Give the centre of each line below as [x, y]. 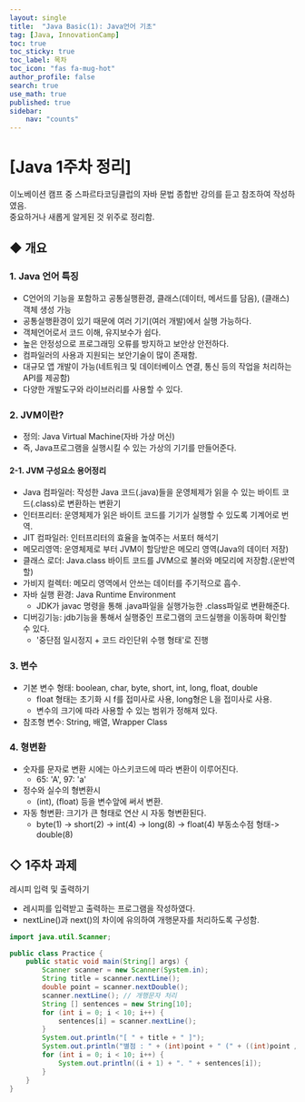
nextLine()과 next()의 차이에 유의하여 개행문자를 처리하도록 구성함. [141, 919]
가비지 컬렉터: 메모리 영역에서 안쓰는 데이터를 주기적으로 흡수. [132, 583]
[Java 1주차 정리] [70, 167]
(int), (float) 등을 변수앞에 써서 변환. [99, 801]
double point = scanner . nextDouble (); [115, 987]
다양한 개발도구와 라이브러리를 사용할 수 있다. [103, 389]
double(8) [54, 834]
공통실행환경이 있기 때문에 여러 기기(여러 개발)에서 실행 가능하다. [137, 320]
